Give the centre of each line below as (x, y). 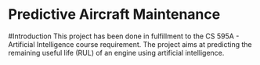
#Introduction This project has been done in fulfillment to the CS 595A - (124, 36)
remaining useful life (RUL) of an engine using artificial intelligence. (116, 52)
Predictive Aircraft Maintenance (114, 14)
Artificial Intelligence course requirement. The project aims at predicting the (130, 44)
